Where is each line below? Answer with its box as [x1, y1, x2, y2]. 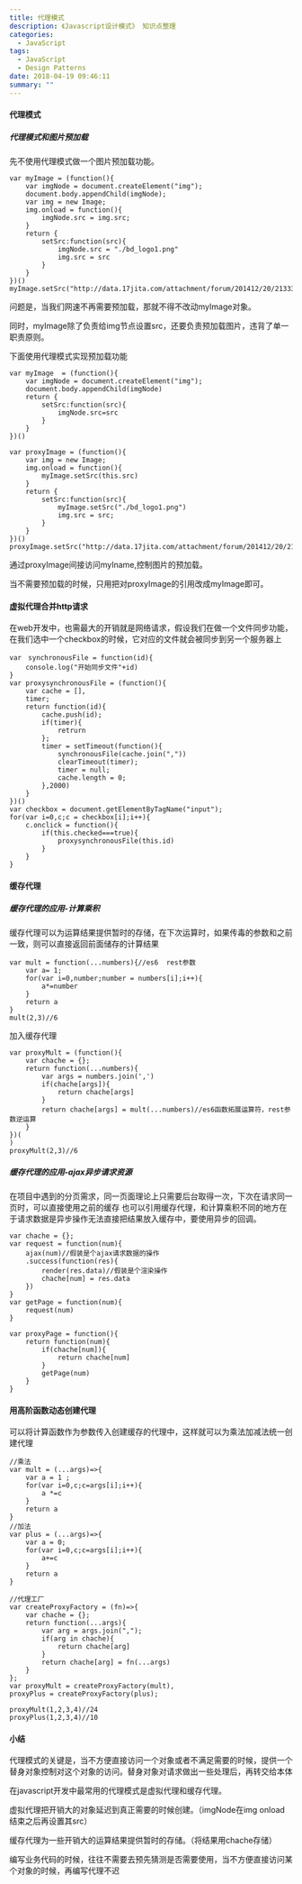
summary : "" [9, 80, 54, 89]
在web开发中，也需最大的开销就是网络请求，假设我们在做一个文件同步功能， [9, 623, 293, 634]
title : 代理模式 [9, 13, 65, 23]
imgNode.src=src [57, 408, 119, 417]
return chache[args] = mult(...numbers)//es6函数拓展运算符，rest [41, 1105, 285, 1114]
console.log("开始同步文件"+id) [25, 663, 138, 672]
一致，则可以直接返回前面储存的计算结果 [9, 938, 159, 949]
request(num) [25, 1305, 75, 1314]
